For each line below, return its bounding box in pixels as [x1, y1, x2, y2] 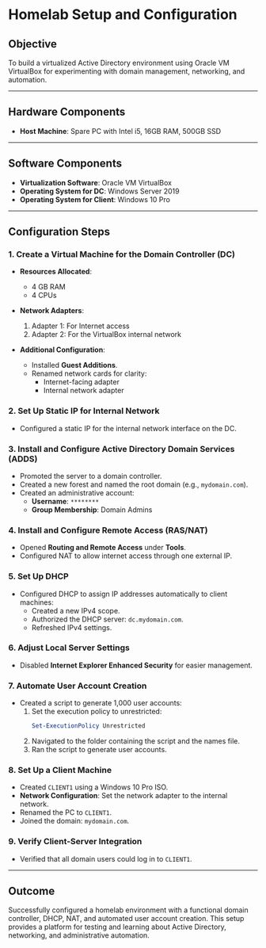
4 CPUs [31, 291, 57, 300]
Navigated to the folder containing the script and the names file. [31, 736, 240, 746]
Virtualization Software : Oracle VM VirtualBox [19, 178, 173, 187]
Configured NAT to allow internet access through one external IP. [19, 551, 232, 560]
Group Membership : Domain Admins [31, 505, 153, 514]
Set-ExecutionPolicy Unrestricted [31, 722, 146, 730]
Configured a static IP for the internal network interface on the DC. [19, 423, 237, 433]
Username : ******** [31, 496, 100, 506]
